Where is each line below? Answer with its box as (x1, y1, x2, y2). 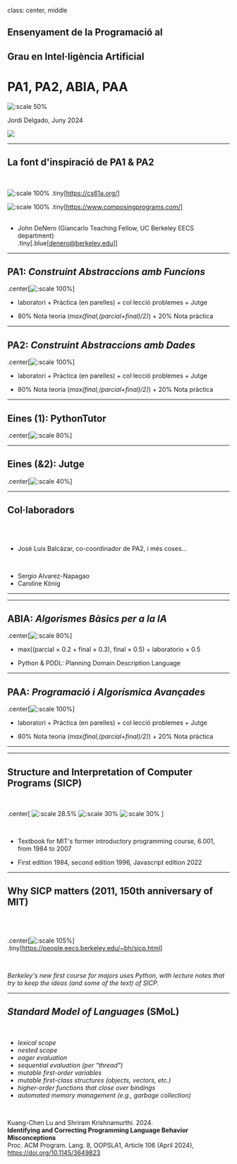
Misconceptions (7, 1133, 56, 1141)
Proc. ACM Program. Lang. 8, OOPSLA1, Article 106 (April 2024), (7, 1141, 194, 1149)
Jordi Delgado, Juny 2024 (7, 116, 83, 124)
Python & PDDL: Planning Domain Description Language (17, 659, 181, 668)
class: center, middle (7, 6, 68, 14)
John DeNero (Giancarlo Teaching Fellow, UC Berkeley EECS (17, 223, 195, 232)
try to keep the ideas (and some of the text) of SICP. (7, 979, 159, 987)
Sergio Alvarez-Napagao (17, 571, 90, 580)
